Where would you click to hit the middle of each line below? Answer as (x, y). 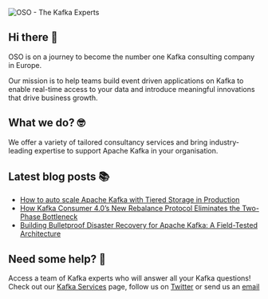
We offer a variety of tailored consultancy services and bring (108, 142)
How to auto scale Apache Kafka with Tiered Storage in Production (130, 200)
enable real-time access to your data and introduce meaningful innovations (132, 89)
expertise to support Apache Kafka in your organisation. (126, 150)
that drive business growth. (53, 98)
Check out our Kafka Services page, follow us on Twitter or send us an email (134, 287)
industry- (224, 142)
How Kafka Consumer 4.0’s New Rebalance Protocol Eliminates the (130, 209)
